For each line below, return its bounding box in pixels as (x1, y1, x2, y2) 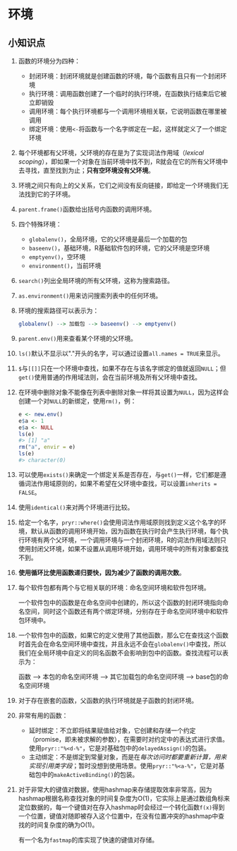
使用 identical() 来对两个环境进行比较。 (18, 502, 134, 512)
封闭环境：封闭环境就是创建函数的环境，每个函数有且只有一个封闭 (28, 72, 221, 80)
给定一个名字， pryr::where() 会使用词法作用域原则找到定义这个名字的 (18, 518, 221, 526)
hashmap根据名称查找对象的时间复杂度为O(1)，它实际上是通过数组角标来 (18, 794, 230, 802)
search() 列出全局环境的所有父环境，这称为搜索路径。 (18, 277, 174, 284)
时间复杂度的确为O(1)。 (30, 820, 99, 829)
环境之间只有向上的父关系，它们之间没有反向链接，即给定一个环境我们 (18, 181, 223, 189)
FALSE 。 (18, 488, 41, 496)
